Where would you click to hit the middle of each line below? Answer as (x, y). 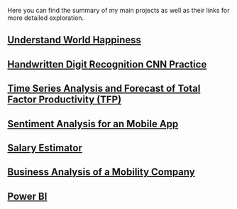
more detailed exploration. (46, 18)
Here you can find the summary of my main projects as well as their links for (118, 10)
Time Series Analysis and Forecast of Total (104, 89)
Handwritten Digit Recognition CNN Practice (107, 64)
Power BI (27, 196)
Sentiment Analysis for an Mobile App (93, 124)
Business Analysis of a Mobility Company (101, 172)
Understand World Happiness (75, 40)
